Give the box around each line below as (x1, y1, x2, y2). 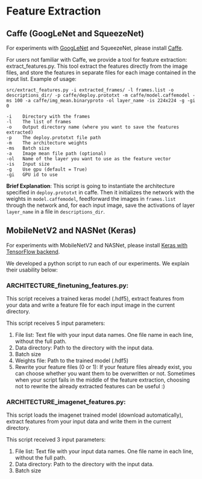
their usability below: (6, 266, 58, 273)
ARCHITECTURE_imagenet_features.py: (6, 398, 126, 406)
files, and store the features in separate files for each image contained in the (6, 69, 196, 76)
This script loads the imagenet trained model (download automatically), (6, 411, 183, 419)
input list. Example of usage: (6, 76, 77, 82)
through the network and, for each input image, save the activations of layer (6, 201, 195, 209)
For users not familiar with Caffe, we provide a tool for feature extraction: (6, 56, 188, 63)
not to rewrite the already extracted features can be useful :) (14, 383, 165, 390)
